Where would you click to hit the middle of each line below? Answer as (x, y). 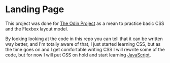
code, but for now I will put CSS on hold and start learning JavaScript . (78, 55)
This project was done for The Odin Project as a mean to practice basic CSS (85, 23)
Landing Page (35, 9)
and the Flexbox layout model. (37, 28)
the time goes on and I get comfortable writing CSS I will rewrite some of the (85, 49)
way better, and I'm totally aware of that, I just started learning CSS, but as (83, 44)
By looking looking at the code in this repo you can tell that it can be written (84, 39)
